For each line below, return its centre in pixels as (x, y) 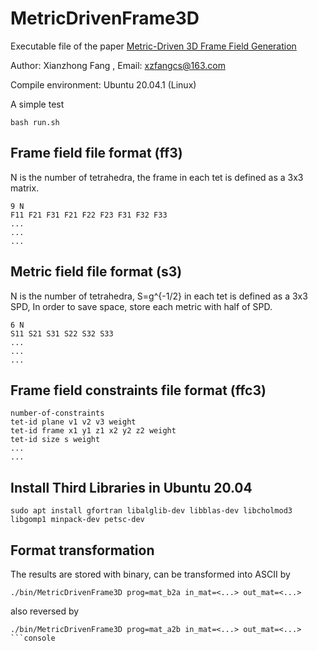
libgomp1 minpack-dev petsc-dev (77, 520)
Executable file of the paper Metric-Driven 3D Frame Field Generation (153, 46)
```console (33, 638)
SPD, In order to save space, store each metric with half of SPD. (141, 306)
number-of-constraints (57, 413)
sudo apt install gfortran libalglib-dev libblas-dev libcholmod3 (151, 511)
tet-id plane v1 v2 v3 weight (73, 422)
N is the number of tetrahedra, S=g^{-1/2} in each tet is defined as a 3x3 (159, 296)
